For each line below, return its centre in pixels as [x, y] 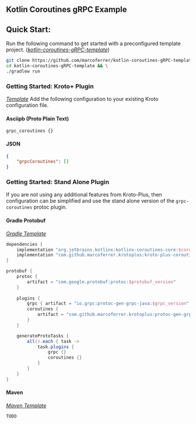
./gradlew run [23, 71]
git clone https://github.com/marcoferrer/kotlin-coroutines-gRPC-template [100, 61]
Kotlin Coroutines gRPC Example [66, 10]
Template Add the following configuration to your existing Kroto [82, 99]
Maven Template [26, 405]
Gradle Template [26, 234]
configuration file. [27, 105]
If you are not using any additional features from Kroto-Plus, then [84, 194]
